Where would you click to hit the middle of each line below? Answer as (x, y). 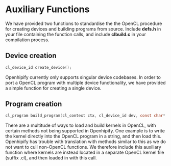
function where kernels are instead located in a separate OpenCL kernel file (85, 153)
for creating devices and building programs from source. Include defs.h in (83, 29)
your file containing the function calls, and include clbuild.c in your (76, 34)
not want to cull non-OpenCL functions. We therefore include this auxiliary (83, 147)
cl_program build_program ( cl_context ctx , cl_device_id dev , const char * (86, 116)
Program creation (34, 104)
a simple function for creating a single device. (53, 88)
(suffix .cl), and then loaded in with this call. (51, 158)
